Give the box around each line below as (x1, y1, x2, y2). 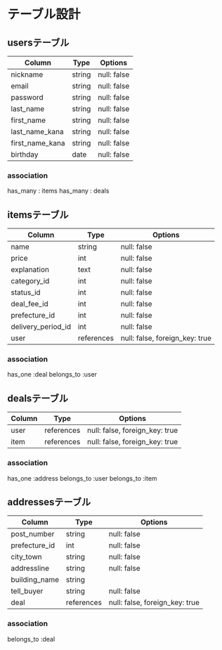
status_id (11, 287, 41, 297)
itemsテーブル (7, 209, 69, 221)
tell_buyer (11, 586, 44, 596)
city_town (11, 552, 42, 562)
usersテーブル (7, 37, 70, 48)
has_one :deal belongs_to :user (7, 370, 97, 379)
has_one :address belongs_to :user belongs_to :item (7, 474, 157, 482)
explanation (11, 265, 49, 275)
